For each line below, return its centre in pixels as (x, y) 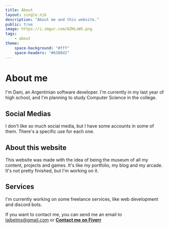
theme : (12, 43)
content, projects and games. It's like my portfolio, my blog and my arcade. (84, 165)
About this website (36, 147)
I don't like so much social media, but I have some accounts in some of (80, 126)
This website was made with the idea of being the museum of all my (77, 160)
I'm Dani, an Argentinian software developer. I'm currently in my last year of (85, 92)
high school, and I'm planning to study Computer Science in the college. (81, 98)
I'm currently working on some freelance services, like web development (82, 199)
